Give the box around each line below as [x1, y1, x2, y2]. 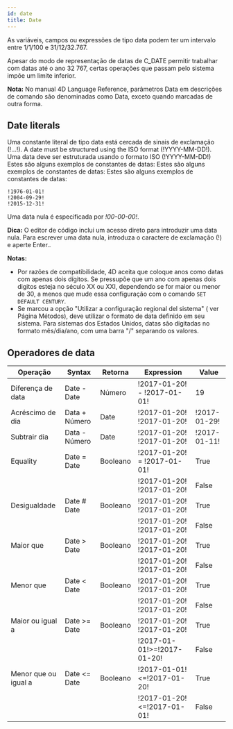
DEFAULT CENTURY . [17, 297, 67, 305]
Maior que [10, 541, 44, 551]
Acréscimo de [10, 408, 56, 417]
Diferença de [10, 383, 53, 393]
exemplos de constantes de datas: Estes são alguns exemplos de [7, 167, 193, 176]
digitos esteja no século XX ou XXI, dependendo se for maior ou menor [17, 283, 221, 291]
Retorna [102, 367, 130, 377]
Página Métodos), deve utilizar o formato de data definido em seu [17, 312, 205, 320]
